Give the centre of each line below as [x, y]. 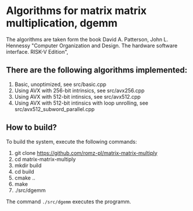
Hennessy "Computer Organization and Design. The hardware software [92, 46]
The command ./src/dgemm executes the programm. [69, 201]
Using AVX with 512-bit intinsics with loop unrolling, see [81, 103]
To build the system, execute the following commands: [71, 141]
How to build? [31, 128]
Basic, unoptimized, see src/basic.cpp [60, 84]
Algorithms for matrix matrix [76, 11]
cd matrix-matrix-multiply [45, 159]
